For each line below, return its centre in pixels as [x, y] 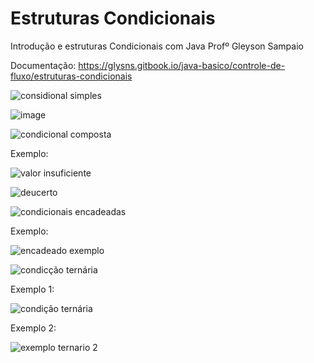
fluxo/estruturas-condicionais [71, 76]
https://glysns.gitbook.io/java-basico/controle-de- [182, 65]
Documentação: [43, 65]
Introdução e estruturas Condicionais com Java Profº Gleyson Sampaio [157, 46]
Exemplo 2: [33, 328]
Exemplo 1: [32, 289]
